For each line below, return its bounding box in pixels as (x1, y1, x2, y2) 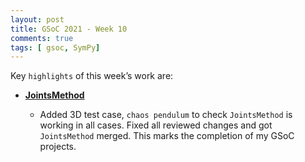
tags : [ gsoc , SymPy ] (10, 42, 101, 53)
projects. (39, 141, 77, 153)
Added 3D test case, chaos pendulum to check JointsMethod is (39, 109, 293, 121)
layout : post (10, 14, 65, 25)
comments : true (10, 33, 74, 43)
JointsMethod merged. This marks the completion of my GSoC (39, 130, 295, 142)
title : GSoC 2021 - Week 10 (10, 24, 128, 34)
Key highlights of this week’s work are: (10, 70, 174, 82)
